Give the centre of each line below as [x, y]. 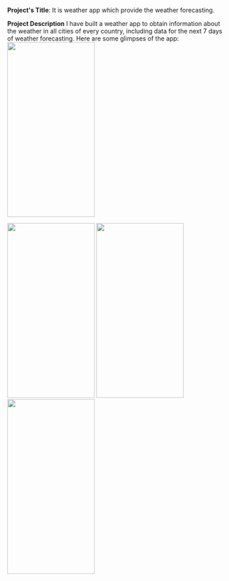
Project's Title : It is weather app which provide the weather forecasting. [111, 10]
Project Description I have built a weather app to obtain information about [114, 23]
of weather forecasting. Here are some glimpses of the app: [93, 38]
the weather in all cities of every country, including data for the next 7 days [115, 31]
